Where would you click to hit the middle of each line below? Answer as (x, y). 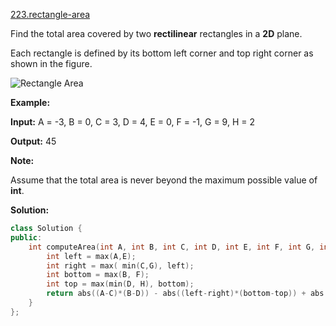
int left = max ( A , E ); (91, 256)
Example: (30, 102)
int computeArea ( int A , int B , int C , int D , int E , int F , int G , (172, 247)
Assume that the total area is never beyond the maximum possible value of (164, 180)
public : (26, 237)
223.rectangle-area (50, 14)
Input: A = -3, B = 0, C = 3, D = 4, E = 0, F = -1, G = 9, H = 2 (132, 122)
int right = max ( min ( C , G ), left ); (120, 265)
